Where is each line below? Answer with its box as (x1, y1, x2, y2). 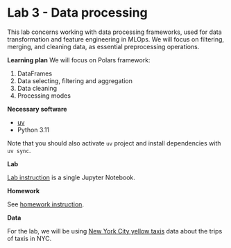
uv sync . (7, 146, 31, 154)
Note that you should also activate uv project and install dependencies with (7, 139, 221, 147)
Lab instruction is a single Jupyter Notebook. (7, 173, 135, 181)
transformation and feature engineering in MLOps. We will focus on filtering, (7, 35, 224, 43)
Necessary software (7, 105, 67, 113)
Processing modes (17, 91, 71, 100)
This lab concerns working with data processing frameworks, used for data (7, 28, 222, 36)
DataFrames (17, 69, 53, 78)
